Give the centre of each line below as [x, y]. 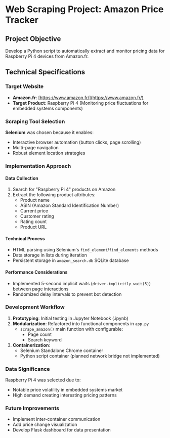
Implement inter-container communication [56, 419]
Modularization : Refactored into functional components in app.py [81, 323]
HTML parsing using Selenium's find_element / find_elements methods [85, 250]
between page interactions [40, 289]
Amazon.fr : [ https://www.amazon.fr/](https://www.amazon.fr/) [78, 98]
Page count [40, 334]
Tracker [22, 20]
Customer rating [37, 216]
